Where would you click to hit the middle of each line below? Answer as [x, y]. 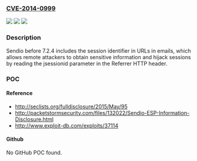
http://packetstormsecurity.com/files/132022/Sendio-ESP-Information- [102, 113]
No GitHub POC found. [34, 152]
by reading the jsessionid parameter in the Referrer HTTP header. [87, 63]
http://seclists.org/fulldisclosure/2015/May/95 [71, 107]
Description [24, 38]
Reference [19, 93]
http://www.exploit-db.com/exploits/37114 [66, 125]
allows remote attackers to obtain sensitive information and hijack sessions [99, 57]
